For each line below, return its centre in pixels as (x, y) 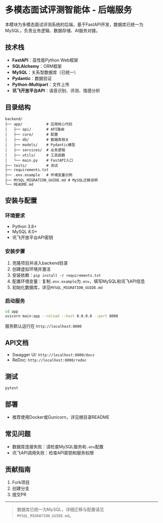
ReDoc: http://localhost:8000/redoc (49, 360)
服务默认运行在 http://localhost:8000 (43, 326)
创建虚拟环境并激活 (31, 269)
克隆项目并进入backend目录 (40, 263)
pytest (12, 388)
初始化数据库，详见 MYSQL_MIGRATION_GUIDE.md (57, 287)
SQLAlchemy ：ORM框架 (37, 66)
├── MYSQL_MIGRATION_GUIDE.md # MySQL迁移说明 (51, 180)
